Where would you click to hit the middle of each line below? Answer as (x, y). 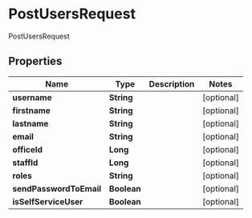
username (32, 97)
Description (172, 83)
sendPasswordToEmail (57, 188)
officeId (27, 149)
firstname (31, 111)
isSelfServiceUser (48, 201)
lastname (30, 123)
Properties (35, 61)
